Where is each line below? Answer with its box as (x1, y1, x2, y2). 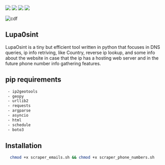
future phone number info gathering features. (5, 60, 101, 66)
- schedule (7, 122, 31, 127)
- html (7, 117, 22, 123)
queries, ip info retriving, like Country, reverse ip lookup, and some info (5, 49, 155, 56)
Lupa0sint (5, 30, 38, 39)
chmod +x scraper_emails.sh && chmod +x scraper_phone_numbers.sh (10, 155, 155, 160)
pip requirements (5, 75, 61, 84)
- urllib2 (7, 98, 29, 104)
